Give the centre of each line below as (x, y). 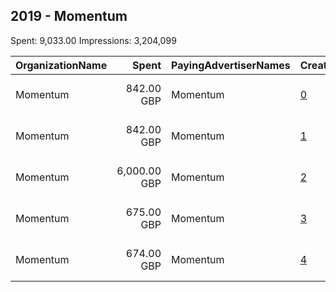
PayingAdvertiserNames (231, 65)
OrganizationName (61, 65)
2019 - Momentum (69, 16)
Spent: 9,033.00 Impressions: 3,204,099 (93, 40)
